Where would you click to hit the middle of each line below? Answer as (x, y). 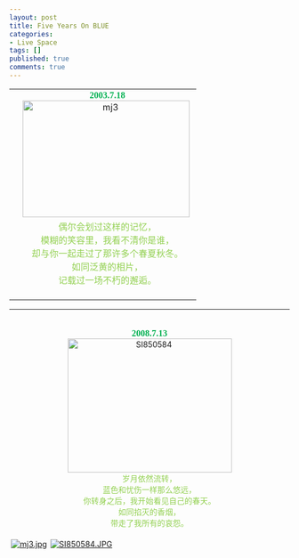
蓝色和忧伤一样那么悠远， (149, 489)
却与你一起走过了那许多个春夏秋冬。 (108, 253)
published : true (39, 59)
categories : (31, 34)
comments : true (37, 68)
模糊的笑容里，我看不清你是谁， (108, 239)
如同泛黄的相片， (108, 266)
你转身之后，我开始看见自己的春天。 (149, 500)
